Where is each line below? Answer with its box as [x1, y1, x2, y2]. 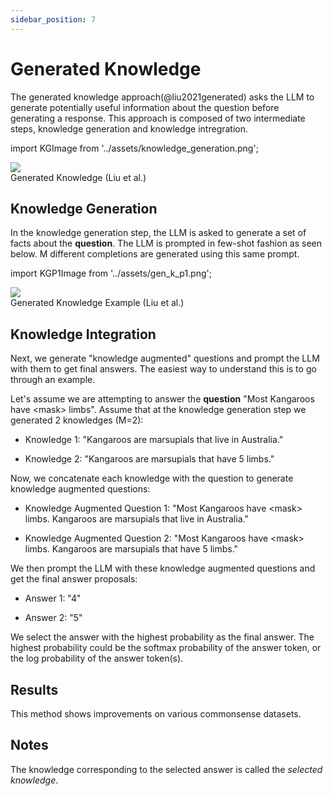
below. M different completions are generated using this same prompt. [10, 248, 300, 260]
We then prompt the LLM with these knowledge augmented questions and [10, 562, 316, 575]
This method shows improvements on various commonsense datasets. [10, 708, 302, 720]
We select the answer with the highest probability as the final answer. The [10, 631, 315, 643]
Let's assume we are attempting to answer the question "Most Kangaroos [10, 393, 315, 405]
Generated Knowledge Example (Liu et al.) [10, 297, 185, 309]
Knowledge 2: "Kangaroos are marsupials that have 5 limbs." [24, 453, 275, 465]
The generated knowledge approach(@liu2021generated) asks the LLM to [10, 91, 315, 103]
